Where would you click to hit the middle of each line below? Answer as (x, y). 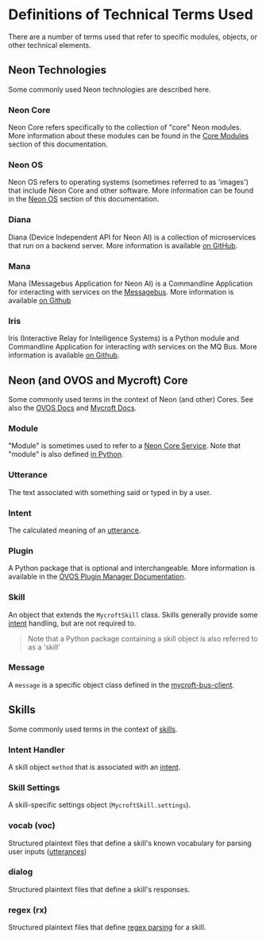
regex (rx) (28, 910)
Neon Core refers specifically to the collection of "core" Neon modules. (125, 127)
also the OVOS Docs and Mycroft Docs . (73, 408)
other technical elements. (50, 45)
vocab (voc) (32, 825)
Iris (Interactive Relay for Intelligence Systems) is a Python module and (124, 338)
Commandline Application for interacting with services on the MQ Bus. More (133, 347)
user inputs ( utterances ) (48, 851)
